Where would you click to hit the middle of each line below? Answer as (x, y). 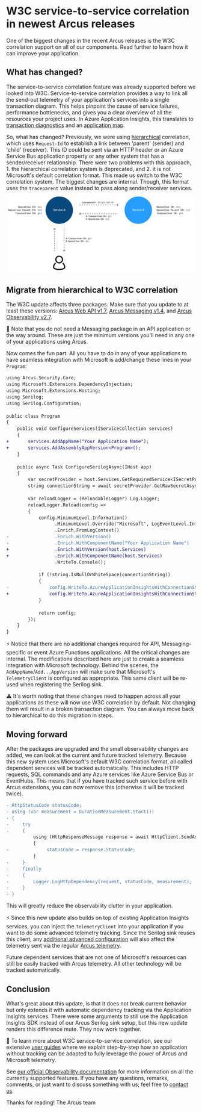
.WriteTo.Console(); (80, 562)
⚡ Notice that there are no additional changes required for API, (83, 644)
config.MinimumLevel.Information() (83, 518)
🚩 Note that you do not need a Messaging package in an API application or (99, 329)
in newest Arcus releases (71, 24)
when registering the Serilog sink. (62, 685)
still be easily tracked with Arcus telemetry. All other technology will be (94, 964)
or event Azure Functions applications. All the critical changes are (109, 653)
